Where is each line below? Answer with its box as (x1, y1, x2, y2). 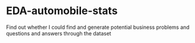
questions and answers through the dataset (6, 29, 112, 37)
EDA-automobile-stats (6, 4, 118, 18)
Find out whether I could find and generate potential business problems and (6, 24, 190, 31)
